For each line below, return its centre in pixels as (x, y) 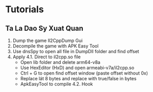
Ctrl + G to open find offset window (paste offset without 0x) (84, 73)
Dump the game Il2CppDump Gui (48, 40)
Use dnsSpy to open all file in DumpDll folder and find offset (76, 51)
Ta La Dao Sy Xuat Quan (44, 28)
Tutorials (25, 9)
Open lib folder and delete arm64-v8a (60, 62)
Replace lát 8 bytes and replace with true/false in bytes (78, 78)
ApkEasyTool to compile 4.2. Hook (57, 84)
